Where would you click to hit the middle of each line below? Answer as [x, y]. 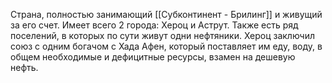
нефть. [24, 67]
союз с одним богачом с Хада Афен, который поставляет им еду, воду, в [166, 46]
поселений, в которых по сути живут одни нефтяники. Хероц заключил [162, 35]
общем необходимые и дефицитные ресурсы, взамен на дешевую [153, 57]
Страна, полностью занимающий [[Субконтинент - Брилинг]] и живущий [166, 14]
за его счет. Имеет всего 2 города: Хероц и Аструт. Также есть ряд [154, 25]
